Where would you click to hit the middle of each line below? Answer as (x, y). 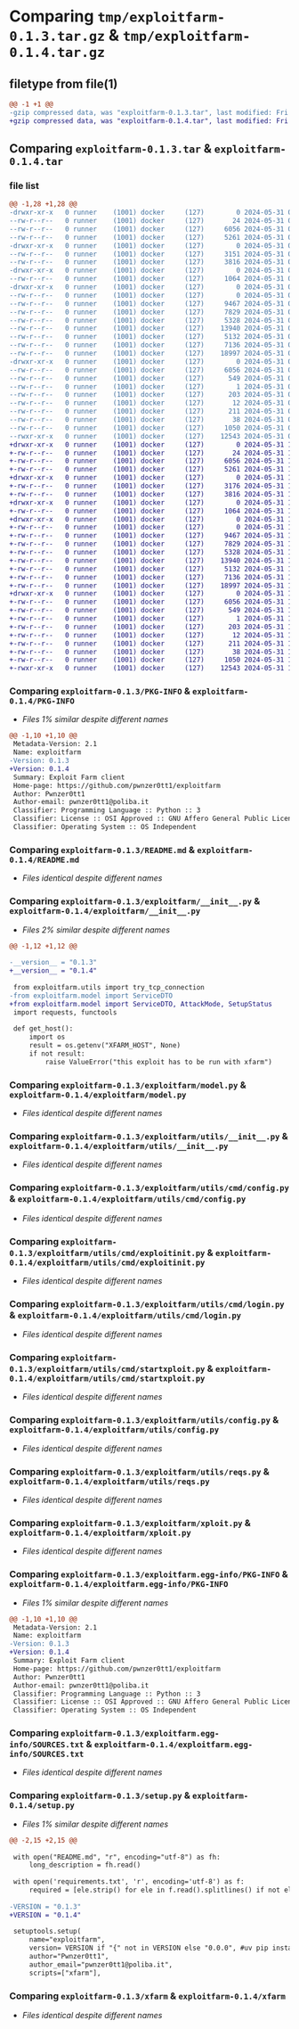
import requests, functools (65, 1012)
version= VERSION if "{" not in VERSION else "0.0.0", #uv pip (149, 1948)
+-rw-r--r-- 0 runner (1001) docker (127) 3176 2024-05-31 (147, 486)
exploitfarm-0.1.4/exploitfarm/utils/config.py (114, 1430)
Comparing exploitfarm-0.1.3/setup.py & (100, 1795)
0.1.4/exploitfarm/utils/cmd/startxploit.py (107, 1379)
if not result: (57, 1054)
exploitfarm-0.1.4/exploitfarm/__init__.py (105, 912)
